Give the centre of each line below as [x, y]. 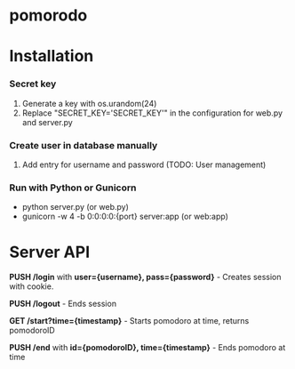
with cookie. [32, 286]
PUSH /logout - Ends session [63, 304]
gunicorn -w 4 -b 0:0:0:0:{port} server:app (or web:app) [125, 217]
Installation [52, 56]
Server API [50, 252]
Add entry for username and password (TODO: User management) [144, 164]
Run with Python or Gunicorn [73, 188]
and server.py [47, 122]
